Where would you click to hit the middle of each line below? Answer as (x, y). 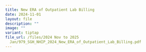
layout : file (19, 19)
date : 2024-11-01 (23, 14)
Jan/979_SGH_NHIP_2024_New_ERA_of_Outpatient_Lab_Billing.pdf (75, 42)
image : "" (15, 28)
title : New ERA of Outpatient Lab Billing (50, 10)
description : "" (22, 24)
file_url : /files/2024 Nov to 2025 (42, 38)
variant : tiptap (22, 33)
